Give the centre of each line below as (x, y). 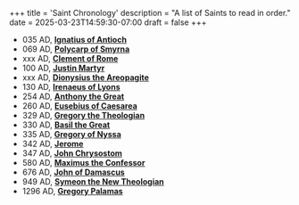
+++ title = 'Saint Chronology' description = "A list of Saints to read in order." (150, 13)
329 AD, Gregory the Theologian (83, 115)
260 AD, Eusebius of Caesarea (80, 106)
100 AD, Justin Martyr (63, 68)
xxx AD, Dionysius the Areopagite (86, 78)
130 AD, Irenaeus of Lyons (71, 87)
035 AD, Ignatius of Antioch (75, 40)
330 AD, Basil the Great (66, 125)
